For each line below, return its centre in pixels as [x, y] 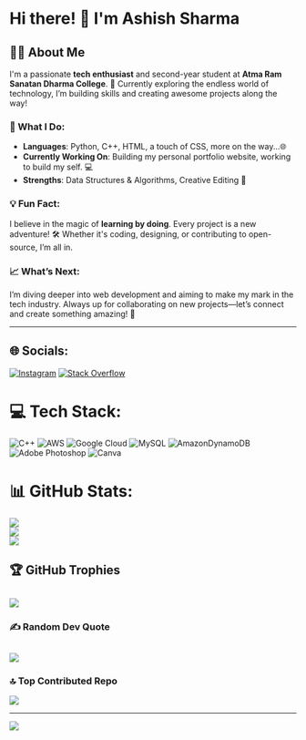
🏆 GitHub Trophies [65, 570]
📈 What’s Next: [45, 271]
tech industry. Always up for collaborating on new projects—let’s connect [147, 303]
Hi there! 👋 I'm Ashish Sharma [125, 19]
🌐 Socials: [39, 351]
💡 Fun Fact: [35, 204]
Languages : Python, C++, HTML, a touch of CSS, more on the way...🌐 [154, 147]
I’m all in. [56, 247]
